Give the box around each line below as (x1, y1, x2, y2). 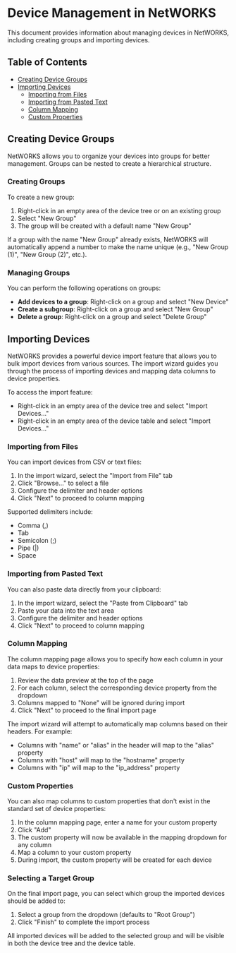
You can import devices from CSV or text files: (7, 457, 142, 467)
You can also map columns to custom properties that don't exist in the (7, 797, 211, 805)
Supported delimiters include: (7, 508, 93, 516)
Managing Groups (7, 268, 70, 277)
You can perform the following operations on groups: (7, 284, 161, 292)
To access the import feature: (7, 388, 93, 396)
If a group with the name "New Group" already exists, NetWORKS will (7, 235, 209, 244)
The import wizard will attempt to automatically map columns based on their (7, 719, 228, 728)
